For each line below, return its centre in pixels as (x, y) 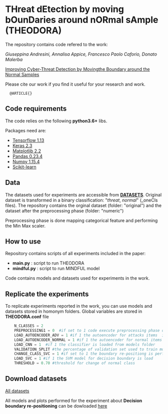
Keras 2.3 (22, 145)
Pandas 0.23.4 (27, 156)
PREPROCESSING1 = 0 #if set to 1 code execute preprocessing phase (87, 331)
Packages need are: (26, 130)
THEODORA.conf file (27, 317)
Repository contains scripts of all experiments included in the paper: (75, 254)
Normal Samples (22, 74)
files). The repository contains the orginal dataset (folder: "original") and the (83, 205)
